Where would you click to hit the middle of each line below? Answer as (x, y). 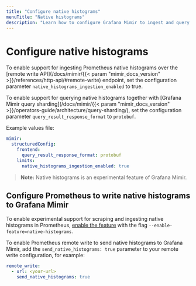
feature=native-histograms (39, 232)
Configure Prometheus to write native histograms (98, 195)
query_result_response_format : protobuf (71, 155)
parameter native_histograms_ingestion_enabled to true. (75, 86)
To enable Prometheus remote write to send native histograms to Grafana (94, 243)
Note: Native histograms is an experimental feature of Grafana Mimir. (104, 177)
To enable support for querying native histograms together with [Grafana (94, 98)
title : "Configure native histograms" (53, 11)
